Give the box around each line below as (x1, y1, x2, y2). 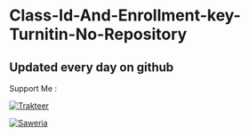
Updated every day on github (9, 60, 174, 75)
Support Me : (9, 84, 58, 93)
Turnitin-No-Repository (9, 24, 188, 44)
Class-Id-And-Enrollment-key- (9, 5, 242, 26)
